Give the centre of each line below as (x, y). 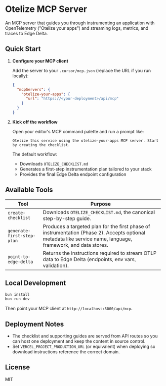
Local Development (36, 283)
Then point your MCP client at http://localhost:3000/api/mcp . (69, 309)
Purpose (101, 204)
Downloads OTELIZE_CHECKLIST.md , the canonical (99, 212)
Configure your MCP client (40, 61)
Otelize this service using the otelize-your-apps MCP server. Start (85, 140)
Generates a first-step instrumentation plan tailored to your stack (86, 169)
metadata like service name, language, (87, 239)
